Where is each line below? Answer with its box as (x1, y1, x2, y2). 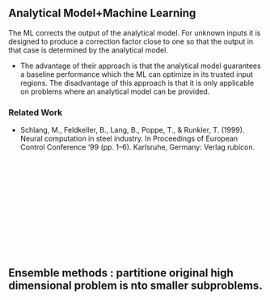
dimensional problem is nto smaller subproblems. (8, 278, 263, 292)
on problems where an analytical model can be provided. (19, 87, 210, 96)
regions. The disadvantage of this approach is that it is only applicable (19, 78, 255, 87)
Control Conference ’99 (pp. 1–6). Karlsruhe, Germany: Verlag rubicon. (19, 142, 255, 152)
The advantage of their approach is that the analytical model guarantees (19, 61, 261, 70)
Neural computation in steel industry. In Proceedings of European (19, 133, 238, 144)
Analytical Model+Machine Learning (8, 6, 196, 20)
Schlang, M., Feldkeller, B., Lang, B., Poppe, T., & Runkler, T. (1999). (19, 125, 245, 135)
